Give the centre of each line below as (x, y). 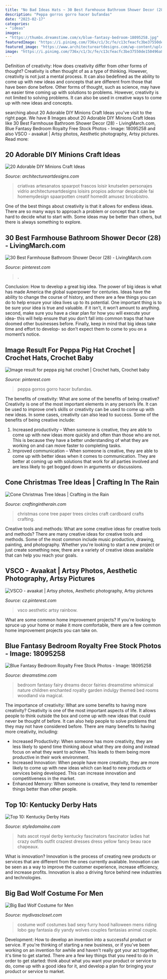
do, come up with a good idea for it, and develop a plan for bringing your (80, 966)
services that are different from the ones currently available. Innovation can (82, 862)
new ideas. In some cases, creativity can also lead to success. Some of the (82, 414)
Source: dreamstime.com (31, 675)
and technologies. (24, 878)
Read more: (17, 139)
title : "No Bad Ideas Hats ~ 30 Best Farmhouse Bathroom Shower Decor (80, 10)
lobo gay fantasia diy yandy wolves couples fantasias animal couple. (87, 930)
